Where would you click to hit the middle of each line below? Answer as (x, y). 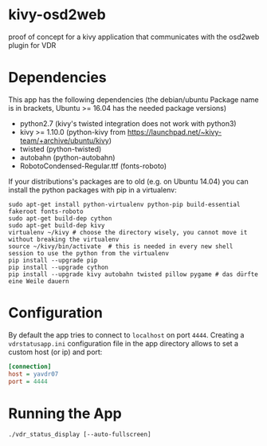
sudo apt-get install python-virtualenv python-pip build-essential (124, 204)
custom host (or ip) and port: (55, 352)
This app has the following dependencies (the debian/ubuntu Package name (133, 99)
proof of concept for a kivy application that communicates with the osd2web (134, 37)
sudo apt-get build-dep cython (60, 218)
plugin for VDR (32, 45)
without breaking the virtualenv (64, 239)
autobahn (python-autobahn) (67, 157)
